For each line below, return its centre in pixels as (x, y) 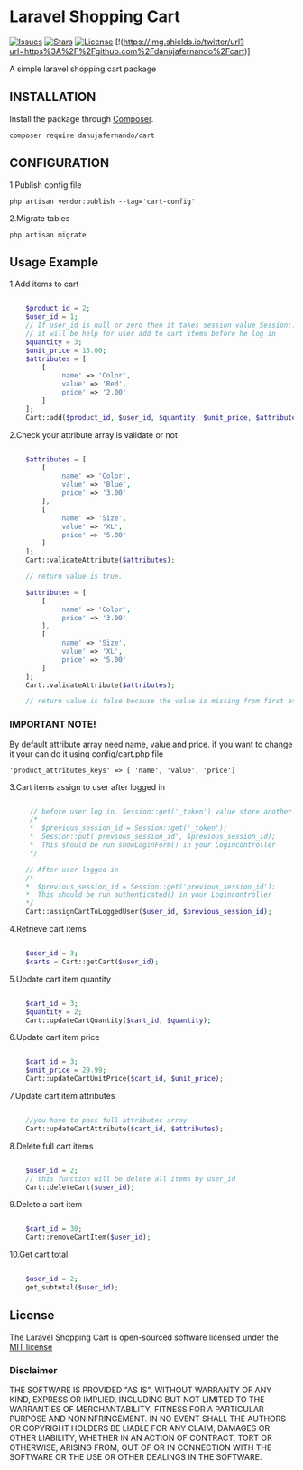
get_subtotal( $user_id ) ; (72, 1288)
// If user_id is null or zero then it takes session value (141, 326)
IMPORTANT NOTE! (53, 724)
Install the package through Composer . (82, 118)
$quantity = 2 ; (54, 1012)
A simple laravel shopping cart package (83, 69)
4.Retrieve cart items (48, 929)
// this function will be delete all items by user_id (131, 1179)
